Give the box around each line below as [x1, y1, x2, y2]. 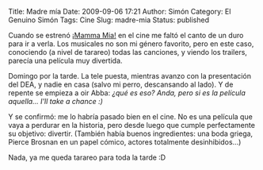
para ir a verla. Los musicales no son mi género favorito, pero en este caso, [8, 39, 254, 48]
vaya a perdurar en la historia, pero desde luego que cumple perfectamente [8, 121, 256, 129]
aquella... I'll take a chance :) [8, 97, 103, 106]
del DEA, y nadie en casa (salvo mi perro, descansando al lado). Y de [8, 79, 234, 89]
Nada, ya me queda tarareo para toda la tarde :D [8, 153, 166, 162]
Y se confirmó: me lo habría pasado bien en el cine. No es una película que [8, 112, 253, 122]
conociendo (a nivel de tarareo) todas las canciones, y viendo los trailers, [8, 48, 248, 56]
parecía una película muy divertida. [8, 56, 123, 65]
